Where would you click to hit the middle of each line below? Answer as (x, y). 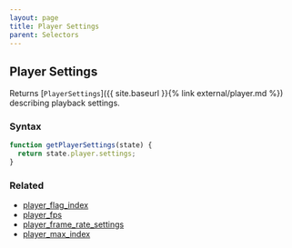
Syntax (25, 126)
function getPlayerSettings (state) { (81, 145)
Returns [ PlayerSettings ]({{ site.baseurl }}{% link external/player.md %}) (146, 94)
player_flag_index (55, 205)
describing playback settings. (65, 103)
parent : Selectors (44, 35)
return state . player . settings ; (77, 154)
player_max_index (56, 234)
